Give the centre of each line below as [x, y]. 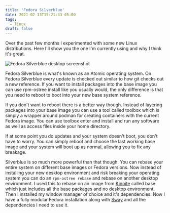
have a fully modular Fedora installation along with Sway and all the [76, 200]
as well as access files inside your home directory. [58, 126]
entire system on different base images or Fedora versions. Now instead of [83, 167]
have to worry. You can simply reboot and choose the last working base [80, 142]
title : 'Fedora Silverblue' [35, 10]
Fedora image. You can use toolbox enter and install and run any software [82, 121]
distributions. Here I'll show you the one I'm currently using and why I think [83, 49]
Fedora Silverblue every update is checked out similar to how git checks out [84, 79]
